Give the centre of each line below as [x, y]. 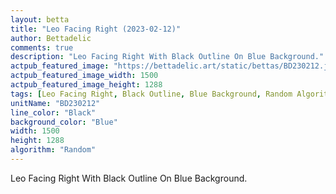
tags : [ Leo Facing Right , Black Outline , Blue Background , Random [151, 94]
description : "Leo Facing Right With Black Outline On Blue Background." [167, 57]
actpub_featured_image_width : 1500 [84, 76]
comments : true [42, 47]
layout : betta [40, 19]
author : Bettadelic [51, 38]
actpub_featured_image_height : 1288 [86, 85]
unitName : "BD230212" [55, 103]
